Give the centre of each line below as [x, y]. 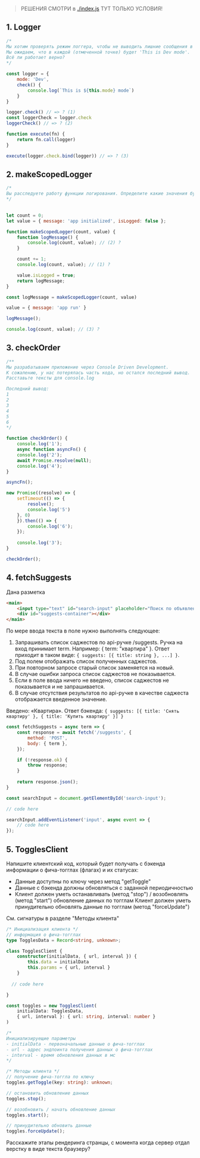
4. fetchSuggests [39, 578]
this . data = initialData [58, 962]
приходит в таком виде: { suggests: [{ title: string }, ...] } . [97, 655]
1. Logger [24, 27]
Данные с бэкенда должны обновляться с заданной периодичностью [104, 888]
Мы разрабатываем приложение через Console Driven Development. [87, 367]
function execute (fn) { [36, 134]
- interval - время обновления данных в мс [61, 1055]
